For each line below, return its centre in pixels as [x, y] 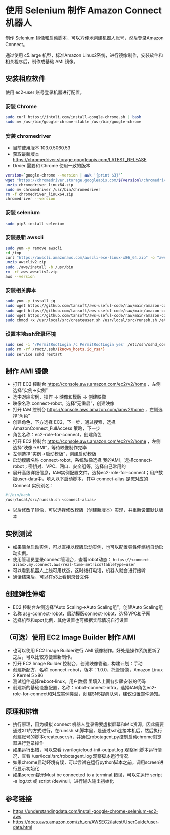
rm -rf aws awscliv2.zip [31, 272]
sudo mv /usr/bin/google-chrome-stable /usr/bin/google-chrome [73, 122]
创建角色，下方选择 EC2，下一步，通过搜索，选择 [64, 422]
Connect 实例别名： [33, 486]
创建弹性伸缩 [25, 594]
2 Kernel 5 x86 [28, 675]
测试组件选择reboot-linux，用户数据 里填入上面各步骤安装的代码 [79, 681]
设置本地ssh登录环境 [31, 334]
